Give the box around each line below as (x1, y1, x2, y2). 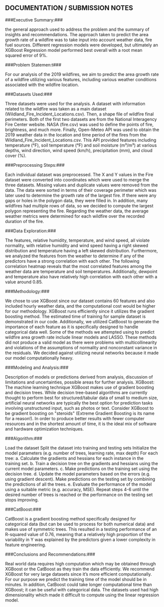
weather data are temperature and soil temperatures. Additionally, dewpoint (5, 269, 158, 274)
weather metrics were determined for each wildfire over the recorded (5, 213, 145, 219)
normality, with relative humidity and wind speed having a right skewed (5, 242, 148, 248)
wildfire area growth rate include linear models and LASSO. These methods (5, 334, 157, 340)
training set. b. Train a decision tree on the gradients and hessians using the (5, 460, 158, 466)
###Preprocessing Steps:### (5, 162, 65, 168)
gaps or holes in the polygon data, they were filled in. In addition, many (5, 198, 148, 203)
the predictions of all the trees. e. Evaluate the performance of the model (5, 481, 152, 487)
